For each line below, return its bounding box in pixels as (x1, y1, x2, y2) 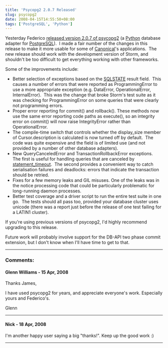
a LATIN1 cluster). (12, 209, 49, 215)
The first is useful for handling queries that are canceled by (12, 156, 135, 162)
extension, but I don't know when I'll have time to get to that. (5, 240, 130, 246)
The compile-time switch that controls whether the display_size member (12, 129, 161, 136)
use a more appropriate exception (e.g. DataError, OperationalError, (12, 86, 151, 93)
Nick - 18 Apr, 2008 (5, 321, 46, 327)
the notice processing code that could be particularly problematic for (12, 183, 155, 189)
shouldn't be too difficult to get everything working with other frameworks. (5, 56, 159, 63)
